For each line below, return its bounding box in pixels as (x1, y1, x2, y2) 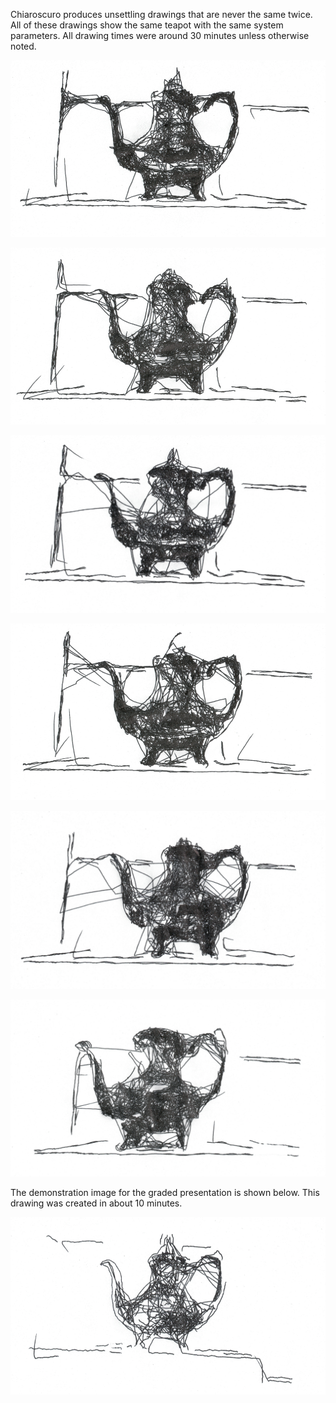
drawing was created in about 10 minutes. (10, 1197, 183, 1209)
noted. (10, 40, 37, 52)
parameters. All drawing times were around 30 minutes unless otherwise (10, 30, 310, 41)
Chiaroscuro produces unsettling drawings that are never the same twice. (10, 9, 313, 20)
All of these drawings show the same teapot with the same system (10, 19, 284, 31)
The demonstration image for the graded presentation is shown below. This (10, 1187, 320, 1199)
